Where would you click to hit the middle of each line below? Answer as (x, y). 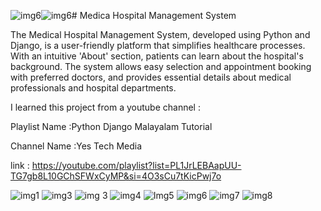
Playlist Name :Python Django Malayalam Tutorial (111, 126)
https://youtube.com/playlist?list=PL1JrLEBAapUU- (136, 165)
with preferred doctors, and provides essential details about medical (151, 77)
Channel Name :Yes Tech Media (76, 146)
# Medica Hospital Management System (154, 15)
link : (20, 165)
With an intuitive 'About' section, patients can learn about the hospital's (157, 56)
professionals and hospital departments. (93, 88)
